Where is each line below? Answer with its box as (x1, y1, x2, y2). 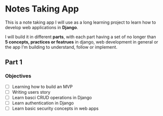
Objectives (5, 72, 32, 79)
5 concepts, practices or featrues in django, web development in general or (5, 39, 159, 44)
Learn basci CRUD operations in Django (12, 94, 92, 100)
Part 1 (5, 58, 23, 66)
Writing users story (12, 89, 51, 95)
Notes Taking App (5, 3, 79, 14)
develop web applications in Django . (5, 24, 78, 30)
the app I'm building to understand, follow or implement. (5, 44, 118, 50)
